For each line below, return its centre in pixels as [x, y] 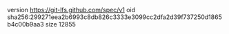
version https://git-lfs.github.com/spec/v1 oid [71, 10]
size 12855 [60, 24]
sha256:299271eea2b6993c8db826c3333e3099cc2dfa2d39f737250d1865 [114, 17]
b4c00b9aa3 [26, 24]
